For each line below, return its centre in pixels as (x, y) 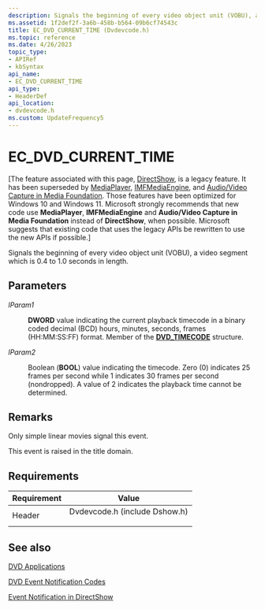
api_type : (24, 89)
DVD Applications (37, 566)
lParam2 (22, 352)
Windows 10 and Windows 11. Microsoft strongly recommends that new (123, 204)
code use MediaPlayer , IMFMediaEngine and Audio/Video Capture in (123, 212)
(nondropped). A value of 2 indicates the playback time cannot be (135, 384)
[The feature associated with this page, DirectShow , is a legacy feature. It (127, 179)
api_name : (24, 74)
